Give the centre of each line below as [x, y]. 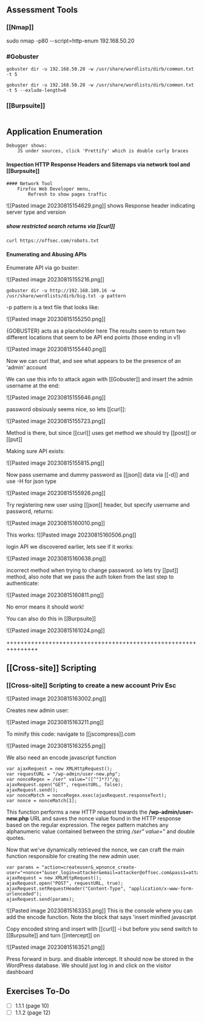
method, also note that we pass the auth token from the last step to [90, 577]
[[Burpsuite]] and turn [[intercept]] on [53, 936]
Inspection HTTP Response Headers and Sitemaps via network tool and [98, 164]
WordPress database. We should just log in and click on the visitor [89, 965]
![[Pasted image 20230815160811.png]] [55, 595]
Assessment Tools [42, 10]
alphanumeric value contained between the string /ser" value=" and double [101, 831]
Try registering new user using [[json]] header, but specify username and [98, 505]
